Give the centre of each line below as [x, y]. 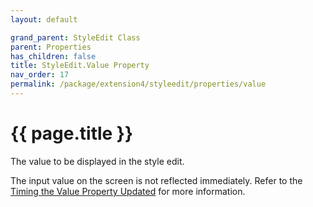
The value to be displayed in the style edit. [97, 161]
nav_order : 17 [40, 75]
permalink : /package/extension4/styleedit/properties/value [138, 84]
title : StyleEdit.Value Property [80, 66]
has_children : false [53, 56]
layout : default [44, 19]
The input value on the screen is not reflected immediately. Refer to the [156, 180]
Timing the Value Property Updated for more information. [128, 191]
